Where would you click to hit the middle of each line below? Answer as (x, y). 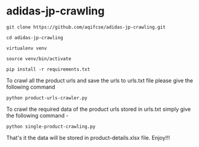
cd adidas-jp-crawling (35, 37)
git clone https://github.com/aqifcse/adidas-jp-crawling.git (86, 27)
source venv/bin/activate (39, 58)
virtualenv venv (27, 48)
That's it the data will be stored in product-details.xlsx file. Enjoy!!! (88, 137)
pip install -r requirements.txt (48, 69)
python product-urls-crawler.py (47, 98)
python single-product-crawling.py (51, 127)
